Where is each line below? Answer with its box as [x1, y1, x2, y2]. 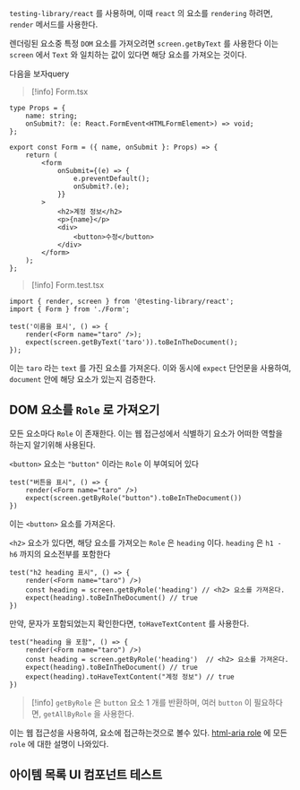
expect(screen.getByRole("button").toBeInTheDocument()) [25, 493, 243, 502]
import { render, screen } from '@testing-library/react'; [9, 297, 235, 306]
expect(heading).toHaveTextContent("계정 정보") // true [25, 672, 235, 681]
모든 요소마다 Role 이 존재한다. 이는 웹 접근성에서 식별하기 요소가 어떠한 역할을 [9, 428, 284, 438]
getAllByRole [43, 709, 92, 719]
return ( [25, 151, 58, 160]
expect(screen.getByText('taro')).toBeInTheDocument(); [25, 338, 239, 347]
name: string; [25, 111, 78, 120]
